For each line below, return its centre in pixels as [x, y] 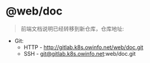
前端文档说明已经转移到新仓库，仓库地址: [72, 28]
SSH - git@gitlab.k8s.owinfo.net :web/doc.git [80, 53]
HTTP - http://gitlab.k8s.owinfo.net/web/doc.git [84, 47]
